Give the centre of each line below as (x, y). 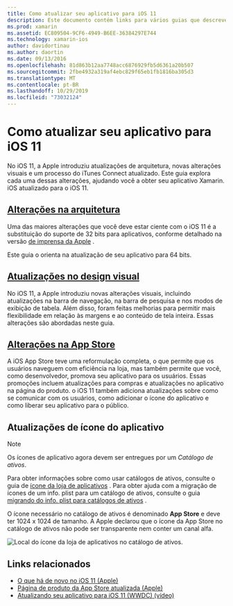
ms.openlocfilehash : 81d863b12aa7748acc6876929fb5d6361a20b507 (101, 65)
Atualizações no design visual (74, 277)
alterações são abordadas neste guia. (61, 323)
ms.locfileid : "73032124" (44, 98)
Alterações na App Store (61, 344)
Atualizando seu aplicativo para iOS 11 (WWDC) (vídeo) (96, 595)
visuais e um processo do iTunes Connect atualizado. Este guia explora (109, 173)
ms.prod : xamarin (32, 26)
